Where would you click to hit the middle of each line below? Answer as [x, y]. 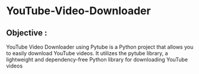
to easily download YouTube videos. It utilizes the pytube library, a [87, 53]
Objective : [27, 33]
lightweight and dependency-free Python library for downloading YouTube [97, 59]
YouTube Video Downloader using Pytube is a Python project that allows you [100, 47]
